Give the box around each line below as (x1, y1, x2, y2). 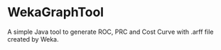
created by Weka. (7, 35, 59, 43)
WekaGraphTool (7, 4, 104, 20)
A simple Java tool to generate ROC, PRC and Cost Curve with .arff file (7, 27, 214, 36)
